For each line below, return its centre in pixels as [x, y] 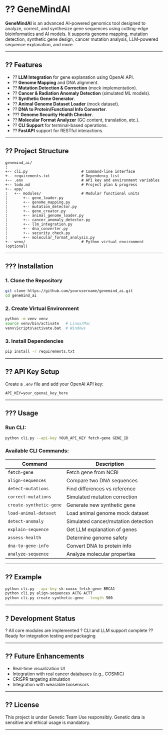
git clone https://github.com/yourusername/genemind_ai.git [69, 291]
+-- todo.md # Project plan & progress [71, 184]
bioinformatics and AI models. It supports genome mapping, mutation [77, 34]
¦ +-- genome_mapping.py [38, 202]
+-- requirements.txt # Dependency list [62, 176]
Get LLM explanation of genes [101, 530]
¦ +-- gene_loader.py [34, 198]
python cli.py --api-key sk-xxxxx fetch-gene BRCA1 [60, 589]
